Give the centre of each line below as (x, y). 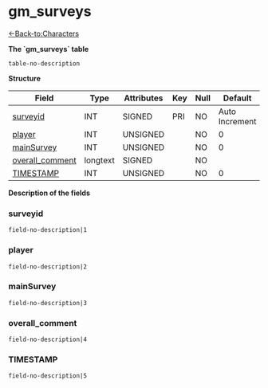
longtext (100, 160)
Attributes (143, 98)
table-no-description (44, 63)
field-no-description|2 (48, 267)
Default (237, 98)
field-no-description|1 (48, 230)
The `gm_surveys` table (49, 49)
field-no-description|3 (48, 303)
